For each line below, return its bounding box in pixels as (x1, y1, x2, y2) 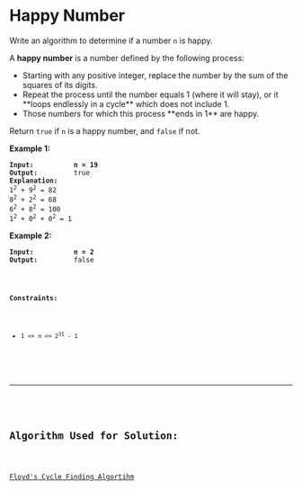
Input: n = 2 (9, 247, 94, 256)
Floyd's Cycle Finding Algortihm (9, 473, 135, 482)
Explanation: (9, 176, 58, 185)
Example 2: (9, 230, 52, 241)
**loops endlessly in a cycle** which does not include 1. (22, 98, 230, 109)
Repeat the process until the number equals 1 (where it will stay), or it (22, 89, 279, 100)
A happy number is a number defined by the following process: (9, 52, 244, 63)
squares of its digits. (22, 79, 98, 90)
